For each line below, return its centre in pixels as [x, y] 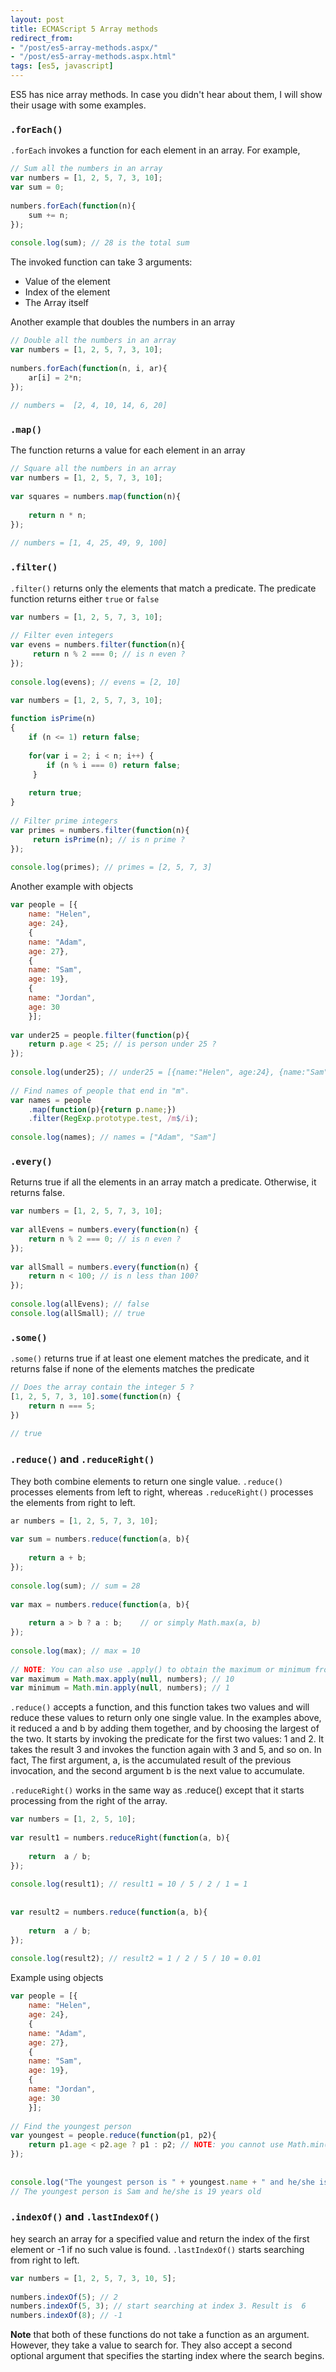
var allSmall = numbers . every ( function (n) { [104, 1267]
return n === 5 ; [62, 1406]
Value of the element [67, 282]
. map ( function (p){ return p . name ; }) [102, 1109]
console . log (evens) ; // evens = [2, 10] [96, 682]
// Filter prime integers [64, 821]
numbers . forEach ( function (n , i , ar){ [89, 368]
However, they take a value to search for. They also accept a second [151, 2345]
